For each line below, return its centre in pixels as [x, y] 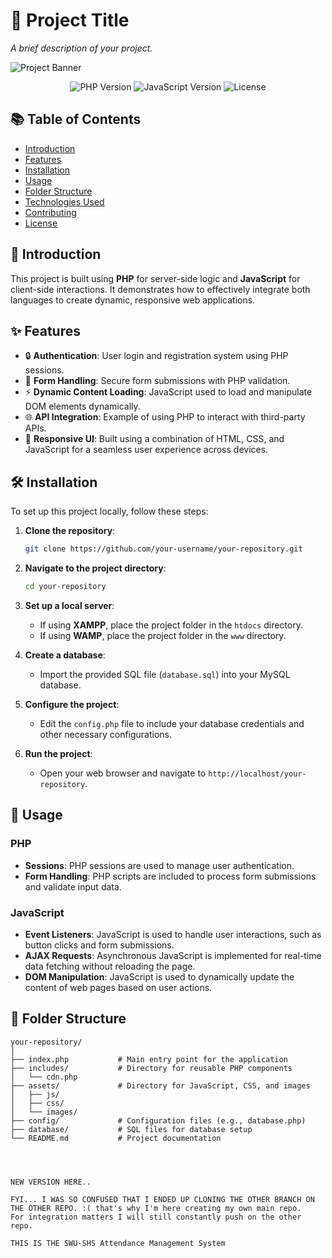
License [41, 223]
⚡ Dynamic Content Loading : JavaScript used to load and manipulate [168, 392]
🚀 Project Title [70, 20]
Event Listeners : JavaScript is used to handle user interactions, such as [173, 934]
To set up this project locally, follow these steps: [109, 511]
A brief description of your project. [81, 48]
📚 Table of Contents [76, 119]
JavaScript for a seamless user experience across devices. [146, 450]
